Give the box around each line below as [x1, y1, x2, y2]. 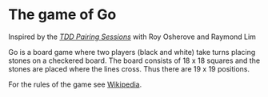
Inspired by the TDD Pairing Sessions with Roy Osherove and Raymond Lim [8, 32, 256, 41]
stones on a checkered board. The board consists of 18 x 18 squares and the [8, 56, 261, 65]
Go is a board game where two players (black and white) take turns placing [8, 47, 256, 56]
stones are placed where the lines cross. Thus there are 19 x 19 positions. [8, 64, 250, 73]
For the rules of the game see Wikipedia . [8, 80, 142, 89]
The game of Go [8, 6, 117, 24]
